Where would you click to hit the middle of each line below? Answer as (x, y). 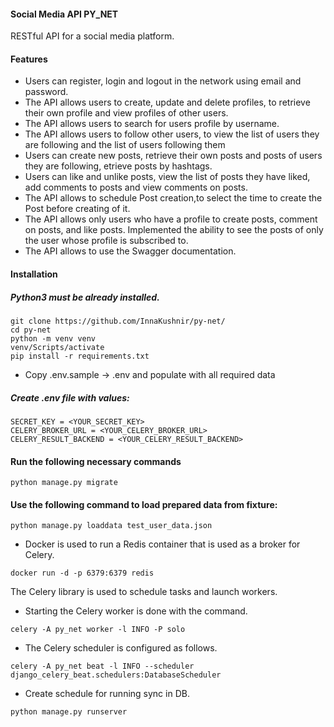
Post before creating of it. (77, 209)
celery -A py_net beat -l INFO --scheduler (102, 666)
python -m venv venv (53, 338)
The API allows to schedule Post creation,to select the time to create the (173, 198)
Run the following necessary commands (96, 461)
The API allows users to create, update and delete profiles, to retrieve (167, 102)
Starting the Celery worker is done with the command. (136, 611)
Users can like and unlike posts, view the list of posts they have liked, (167, 177)
